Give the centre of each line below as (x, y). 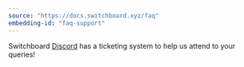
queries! (22, 54)
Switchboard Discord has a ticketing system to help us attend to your (122, 45)
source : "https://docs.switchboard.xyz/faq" (84, 16)
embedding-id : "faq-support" (57, 23)
